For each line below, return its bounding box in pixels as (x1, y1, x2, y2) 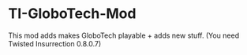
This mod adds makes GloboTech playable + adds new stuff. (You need (8, 31, 239, 40)
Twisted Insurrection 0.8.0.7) (8, 38, 102, 48)
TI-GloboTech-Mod (8, 5, 137, 23)
